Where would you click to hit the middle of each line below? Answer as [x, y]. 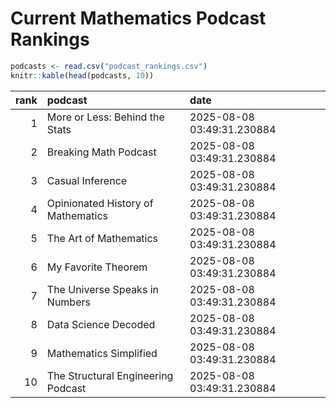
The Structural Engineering [110, 375]
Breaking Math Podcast [101, 152]
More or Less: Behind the [105, 117]
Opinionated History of [100, 203]
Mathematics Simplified [102, 353]
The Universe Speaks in [102, 289]
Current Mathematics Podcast [138, 18]
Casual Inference [87, 180]
